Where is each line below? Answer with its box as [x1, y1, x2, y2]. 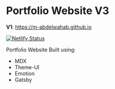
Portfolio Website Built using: [6, 46, 76, 53]
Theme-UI [14, 63, 40, 71]
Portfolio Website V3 [6, 4, 110, 18]
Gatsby [14, 76, 32, 83]
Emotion [14, 70, 35, 77]
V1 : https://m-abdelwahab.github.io [6, 23, 92, 30]
